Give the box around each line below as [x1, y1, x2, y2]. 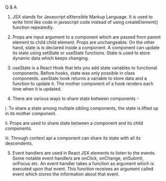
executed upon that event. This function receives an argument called [12, 166, 154, 172]
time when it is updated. [12, 86, 62, 91]
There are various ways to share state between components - [12, 95, 139, 101]
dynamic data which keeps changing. [12, 55, 89, 61]
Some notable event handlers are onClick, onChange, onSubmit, [12, 155, 144, 161]
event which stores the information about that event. [12, 171, 120, 177]
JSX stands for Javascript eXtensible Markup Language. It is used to [12, 14, 153, 19]
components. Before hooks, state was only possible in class [12, 70, 135, 76]
